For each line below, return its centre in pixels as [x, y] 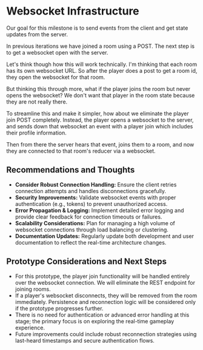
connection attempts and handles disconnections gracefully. [91, 191]
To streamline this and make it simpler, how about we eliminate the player [98, 113]
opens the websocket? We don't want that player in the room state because [101, 95]
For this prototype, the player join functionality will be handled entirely [102, 276]
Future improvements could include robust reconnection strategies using [106, 334]
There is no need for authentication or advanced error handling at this [102, 315]
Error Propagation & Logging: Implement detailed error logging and [99, 210]
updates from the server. [37, 34]
